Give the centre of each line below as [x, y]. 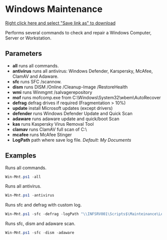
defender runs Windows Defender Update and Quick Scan [72, 113]
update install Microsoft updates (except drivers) [62, 108]
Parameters [24, 54]
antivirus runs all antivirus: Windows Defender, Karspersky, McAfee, [83, 71]
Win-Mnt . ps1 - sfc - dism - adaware [40, 233]
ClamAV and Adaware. [35, 76]
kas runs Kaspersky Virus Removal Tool [53, 124]
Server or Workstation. [28, 38]
